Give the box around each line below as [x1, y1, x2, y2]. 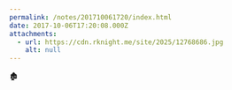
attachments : [9, 29, 58, 38]
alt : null [25, 46, 62, 55]
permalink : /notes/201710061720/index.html [9, 12, 173, 22]
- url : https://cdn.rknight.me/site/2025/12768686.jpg [17, 37, 224, 47]
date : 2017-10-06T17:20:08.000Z [9, 21, 128, 30]
